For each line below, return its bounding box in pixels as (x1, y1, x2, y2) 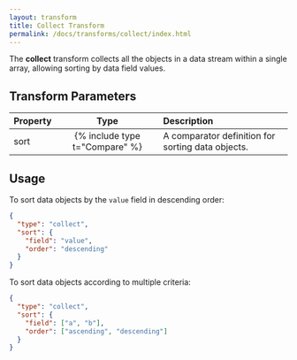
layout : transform (9, 12, 77, 22)
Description (163, 115, 214, 127)
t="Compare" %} (72, 141, 143, 153)
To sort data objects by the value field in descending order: (9, 195, 225, 204)
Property (13, 115, 52, 127)
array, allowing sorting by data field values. (9, 63, 166, 73)
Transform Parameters (9, 88, 137, 103)
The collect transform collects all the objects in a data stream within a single (9, 54, 287, 65)
